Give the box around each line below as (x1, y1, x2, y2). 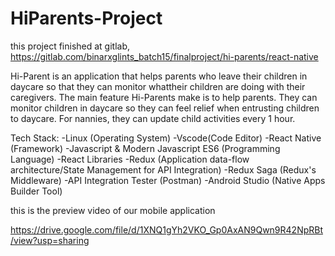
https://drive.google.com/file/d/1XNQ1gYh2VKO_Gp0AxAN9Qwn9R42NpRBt (10, 223, 324, 236)
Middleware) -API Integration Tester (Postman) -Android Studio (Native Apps (10, 174, 326, 186)
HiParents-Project (10, 7, 163, 30)
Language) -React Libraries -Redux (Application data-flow (10, 153, 250, 165)
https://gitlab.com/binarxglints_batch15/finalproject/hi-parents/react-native (10, 50, 319, 62)
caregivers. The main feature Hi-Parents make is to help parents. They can (10, 91, 318, 103)
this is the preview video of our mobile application (10, 204, 216, 216)
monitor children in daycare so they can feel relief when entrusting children (10, 102, 320, 114)
